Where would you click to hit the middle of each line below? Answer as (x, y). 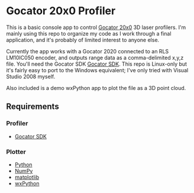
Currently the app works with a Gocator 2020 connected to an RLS (88, 51)
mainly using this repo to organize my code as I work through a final (89, 33)
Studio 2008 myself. (31, 76)
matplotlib (27, 177)
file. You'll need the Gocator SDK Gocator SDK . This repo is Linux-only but (97, 64)
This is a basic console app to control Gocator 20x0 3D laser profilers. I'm (96, 27)
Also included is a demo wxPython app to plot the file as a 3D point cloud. (96, 88)
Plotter (16, 152)
